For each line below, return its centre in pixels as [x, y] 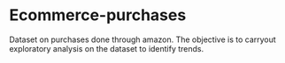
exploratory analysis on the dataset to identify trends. [107, 48]
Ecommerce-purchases [98, 15]
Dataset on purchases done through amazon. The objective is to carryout [142, 39]
